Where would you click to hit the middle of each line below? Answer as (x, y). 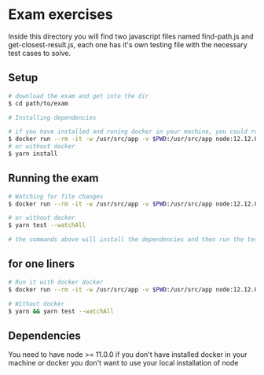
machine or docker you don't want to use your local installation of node (123, 363)
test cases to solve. (40, 53)
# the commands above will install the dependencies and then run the (126, 239)
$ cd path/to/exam (38, 103)
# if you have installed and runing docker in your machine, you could (128, 132)
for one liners (42, 264)
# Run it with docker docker (56, 282)
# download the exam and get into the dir (79, 96)
